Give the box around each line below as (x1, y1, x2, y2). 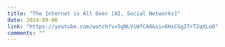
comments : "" (7, 29, 46, 37)
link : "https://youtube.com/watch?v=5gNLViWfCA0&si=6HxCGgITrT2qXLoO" (7, 23, 219, 30)
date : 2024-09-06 (7, 17, 58, 23)
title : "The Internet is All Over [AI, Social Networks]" (7, 10, 181, 17)
